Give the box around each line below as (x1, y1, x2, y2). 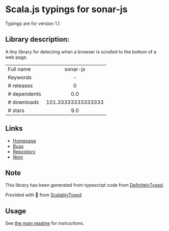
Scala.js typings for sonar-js (5, 4, 128, 15)
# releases (8, 82, 33, 89)
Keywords (8, 74, 32, 81)
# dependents (8, 90, 42, 97)
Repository (12, 149, 36, 155)
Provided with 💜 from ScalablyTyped (5, 192, 82, 198)
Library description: (5, 35, 70, 44)
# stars (8, 107, 24, 114)
